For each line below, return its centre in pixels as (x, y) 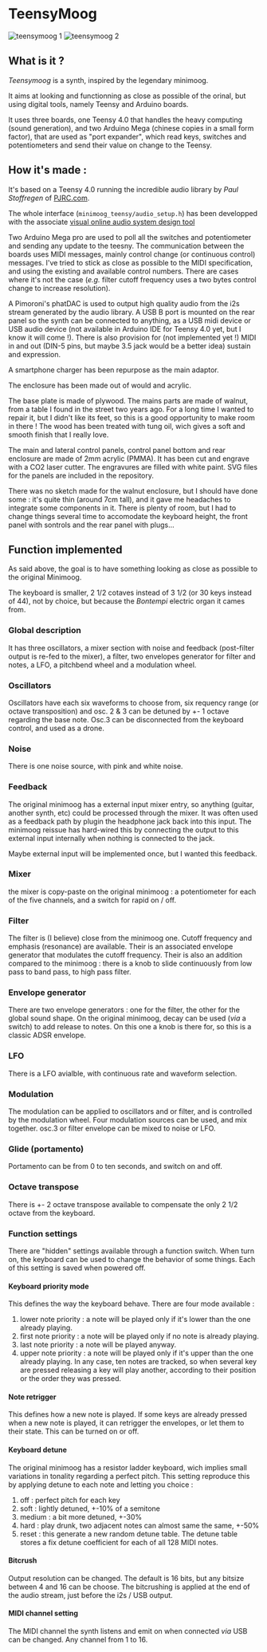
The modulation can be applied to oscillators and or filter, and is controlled (130, 1111)
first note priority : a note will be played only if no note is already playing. (139, 1336)
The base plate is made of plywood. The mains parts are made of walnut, (128, 400)
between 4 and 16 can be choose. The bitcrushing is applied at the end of (129, 1587)
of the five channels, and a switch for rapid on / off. (92, 900)
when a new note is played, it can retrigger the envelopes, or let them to (126, 1423)
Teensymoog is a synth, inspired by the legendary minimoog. (108, 80)
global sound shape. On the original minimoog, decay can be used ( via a (128, 1018)
